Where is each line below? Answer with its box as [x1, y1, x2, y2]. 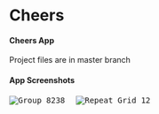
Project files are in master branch [9, 55, 131, 65]
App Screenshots [9, 74, 76, 85]
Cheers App [9, 34, 55, 45]
